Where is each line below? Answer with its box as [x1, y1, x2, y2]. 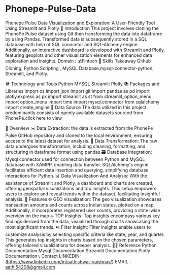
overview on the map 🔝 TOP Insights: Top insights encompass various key [5, 213, 160, 219]
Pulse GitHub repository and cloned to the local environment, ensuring [5, 132, 153, 139]
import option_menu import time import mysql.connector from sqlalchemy [5, 98, 160, 105]
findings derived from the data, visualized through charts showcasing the [5, 218, 158, 224]
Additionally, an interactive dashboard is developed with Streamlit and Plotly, [5, 47, 165, 53]
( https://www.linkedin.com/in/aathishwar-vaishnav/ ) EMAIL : [5, 258, 131, 264]
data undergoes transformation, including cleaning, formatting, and [5, 143, 146, 149]
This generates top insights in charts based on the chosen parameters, [5, 236, 153, 243]
